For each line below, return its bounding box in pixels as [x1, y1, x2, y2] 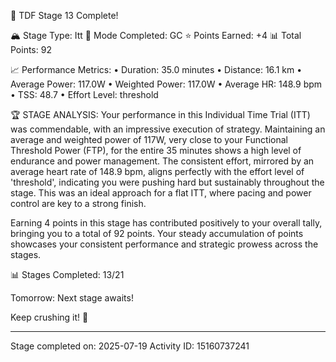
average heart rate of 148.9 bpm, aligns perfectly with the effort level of [10, 166, 305, 177]
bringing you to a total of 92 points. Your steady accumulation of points [10, 228, 304, 239]
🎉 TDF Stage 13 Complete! [10, 10, 119, 21]
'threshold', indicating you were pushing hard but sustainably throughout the [10, 176, 325, 188]
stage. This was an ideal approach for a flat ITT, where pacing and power [10, 187, 312, 199]
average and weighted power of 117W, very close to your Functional [10, 134, 288, 145]
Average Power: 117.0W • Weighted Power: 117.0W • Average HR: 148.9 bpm [10, 78, 323, 90]
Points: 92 [10, 44, 52, 55]
